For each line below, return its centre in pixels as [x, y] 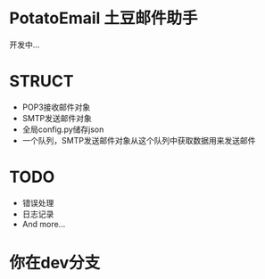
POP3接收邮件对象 [56, 107]
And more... [44, 224]
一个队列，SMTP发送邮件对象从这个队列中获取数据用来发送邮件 [139, 140]
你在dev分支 [55, 263]
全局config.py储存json [63, 129]
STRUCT [41, 82]
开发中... [25, 45]
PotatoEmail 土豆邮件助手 [104, 18]
